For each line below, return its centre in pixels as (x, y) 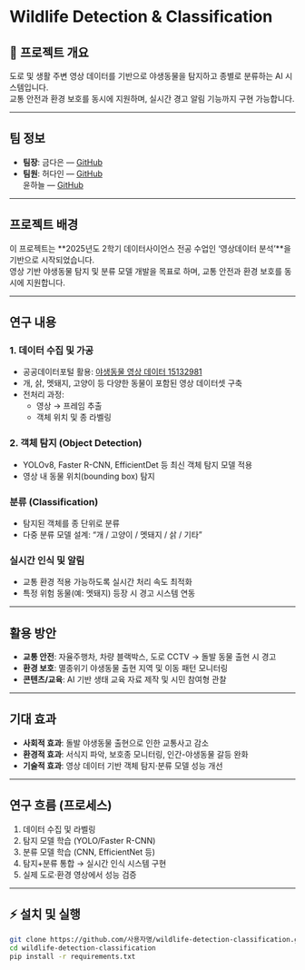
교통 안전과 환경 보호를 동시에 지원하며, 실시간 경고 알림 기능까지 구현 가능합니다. (152, 99)
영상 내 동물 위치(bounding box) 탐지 (89, 476)
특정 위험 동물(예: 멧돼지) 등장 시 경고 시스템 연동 (109, 593)
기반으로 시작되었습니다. (52, 260)
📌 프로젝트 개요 (49, 52)
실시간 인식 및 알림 (47, 560)
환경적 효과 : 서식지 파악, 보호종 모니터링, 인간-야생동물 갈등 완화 (135, 754)
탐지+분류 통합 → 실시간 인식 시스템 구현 (94, 863)
